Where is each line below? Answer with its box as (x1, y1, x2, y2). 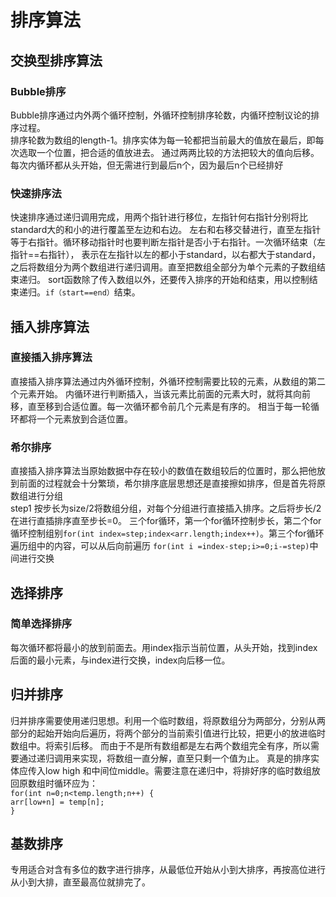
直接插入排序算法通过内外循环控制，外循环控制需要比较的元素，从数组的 (10, 375, 308, 387)
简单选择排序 (10, 617, 73, 631)
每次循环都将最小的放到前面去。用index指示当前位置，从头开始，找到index (10, 641, 318, 653)
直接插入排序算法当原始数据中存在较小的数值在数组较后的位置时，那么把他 (10, 465, 317, 477)
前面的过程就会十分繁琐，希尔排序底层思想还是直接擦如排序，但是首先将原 (18, 477, 326, 490)
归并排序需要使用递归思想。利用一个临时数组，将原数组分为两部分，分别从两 (10, 714, 326, 726)
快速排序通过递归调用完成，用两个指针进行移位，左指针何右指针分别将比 (10, 211, 308, 223)
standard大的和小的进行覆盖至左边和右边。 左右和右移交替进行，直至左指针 (10, 224, 322, 236)
